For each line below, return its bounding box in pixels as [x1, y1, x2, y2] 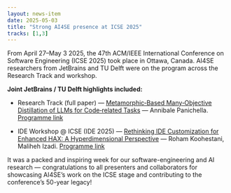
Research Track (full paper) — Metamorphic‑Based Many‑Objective [17, 99, 212, 107]
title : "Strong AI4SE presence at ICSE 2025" [7, 23, 142, 30]
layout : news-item [7, 10, 61, 18]
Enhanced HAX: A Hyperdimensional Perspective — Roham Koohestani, [17, 135, 225, 143]
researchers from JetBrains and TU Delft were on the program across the [7, 64, 218, 72]
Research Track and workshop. [7, 72, 97, 80]
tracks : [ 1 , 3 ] [7, 29, 49, 37]
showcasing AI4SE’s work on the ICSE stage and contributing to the [7, 171, 202, 179]
